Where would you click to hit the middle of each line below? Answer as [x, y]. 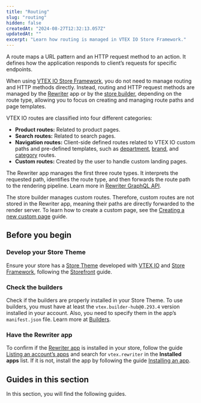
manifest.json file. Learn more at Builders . [58, 319]
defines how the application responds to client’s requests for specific [91, 63]
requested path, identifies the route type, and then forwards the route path [98, 179]
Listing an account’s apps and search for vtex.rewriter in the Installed [94, 354]
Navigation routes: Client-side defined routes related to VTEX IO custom [105, 142]
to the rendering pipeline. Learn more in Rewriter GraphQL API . [84, 186]
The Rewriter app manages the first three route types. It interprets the [92, 173]
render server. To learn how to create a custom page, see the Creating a [95, 210]
